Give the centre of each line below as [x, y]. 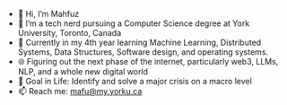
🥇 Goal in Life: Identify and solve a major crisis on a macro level [135, 81]
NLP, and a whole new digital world [83, 71]
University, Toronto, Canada [70, 33]
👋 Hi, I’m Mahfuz [48, 14]
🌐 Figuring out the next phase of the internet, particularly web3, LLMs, [148, 61]
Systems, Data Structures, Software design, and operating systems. [143, 52]
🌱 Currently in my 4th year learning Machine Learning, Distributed [139, 42]
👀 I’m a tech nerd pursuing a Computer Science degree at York [134, 23]
